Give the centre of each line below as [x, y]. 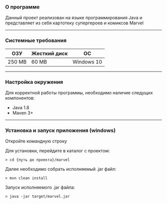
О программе [22, 7]
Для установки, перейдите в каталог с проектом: [58, 151]
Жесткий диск [50, 53]
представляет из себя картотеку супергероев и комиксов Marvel [75, 23]
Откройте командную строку [36, 141]
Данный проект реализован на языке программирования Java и [74, 18]
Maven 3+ [23, 113]
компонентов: [20, 98]
